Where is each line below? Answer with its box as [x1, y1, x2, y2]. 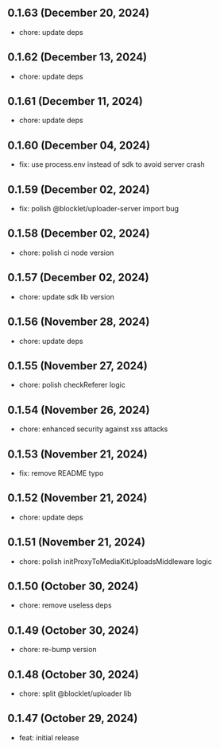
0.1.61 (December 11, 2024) [7, 95, 144, 108]
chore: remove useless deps [18, 600, 112, 610]
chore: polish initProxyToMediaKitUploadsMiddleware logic [18, 556, 212, 566]
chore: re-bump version [18, 645, 97, 654]
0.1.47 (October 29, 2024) [7, 712, 138, 725]
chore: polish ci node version [18, 248, 114, 257]
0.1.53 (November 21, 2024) [7, 447, 148, 461]
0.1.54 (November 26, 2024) [7, 403, 150, 416]
